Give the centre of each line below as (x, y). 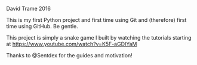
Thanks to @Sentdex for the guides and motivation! (69, 55)
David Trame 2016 (29, 9)
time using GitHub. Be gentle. (42, 26)
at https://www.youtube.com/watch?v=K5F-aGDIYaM (72, 44)
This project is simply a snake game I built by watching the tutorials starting (99, 38)
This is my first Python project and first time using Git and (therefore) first (96, 20)
